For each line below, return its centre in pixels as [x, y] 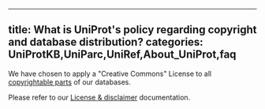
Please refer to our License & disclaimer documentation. [99, 97]
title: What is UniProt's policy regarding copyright [132, 30]
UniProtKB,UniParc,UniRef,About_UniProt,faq [122, 55]
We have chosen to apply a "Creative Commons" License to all [110, 73]
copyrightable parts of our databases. [70, 82]
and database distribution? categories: [106, 42]
